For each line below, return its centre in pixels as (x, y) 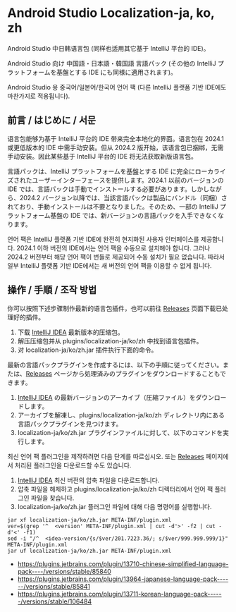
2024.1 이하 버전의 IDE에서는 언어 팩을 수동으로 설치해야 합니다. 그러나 (113, 247)
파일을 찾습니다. (52, 498)
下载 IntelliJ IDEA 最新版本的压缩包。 (71, 332)
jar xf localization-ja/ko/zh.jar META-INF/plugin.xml (89, 520)
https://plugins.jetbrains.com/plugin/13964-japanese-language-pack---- (123, 579)
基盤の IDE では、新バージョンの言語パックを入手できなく (134, 215)
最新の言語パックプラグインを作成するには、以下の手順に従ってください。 (115, 365)
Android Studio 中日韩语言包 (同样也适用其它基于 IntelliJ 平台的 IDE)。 (108, 48)
